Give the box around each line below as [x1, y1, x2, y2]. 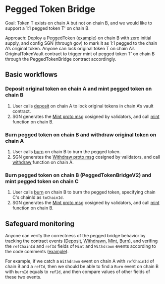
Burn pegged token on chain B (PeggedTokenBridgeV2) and [5, 172, 152, 179]
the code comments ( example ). [5, 249, 69, 255]
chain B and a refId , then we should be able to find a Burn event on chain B [5, 264, 159, 270]
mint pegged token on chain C [5, 178, 79, 185]
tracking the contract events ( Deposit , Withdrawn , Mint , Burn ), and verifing [5, 238, 158, 244]
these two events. [5, 274, 42, 280]
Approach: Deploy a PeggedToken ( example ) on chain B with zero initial [5, 35, 152, 41]
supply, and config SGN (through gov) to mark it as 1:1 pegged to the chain [5, 40, 158, 46]
